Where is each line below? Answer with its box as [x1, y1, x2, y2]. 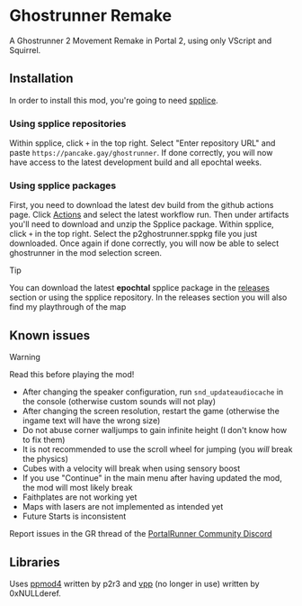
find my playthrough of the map [9, 302, 127, 312]
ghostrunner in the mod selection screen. [9, 248, 163, 258]
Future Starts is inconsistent [22, 511, 127, 522]
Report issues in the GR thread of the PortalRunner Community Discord [9, 529, 272, 539]
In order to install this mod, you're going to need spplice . [9, 95, 218, 105]
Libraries [9, 555, 60, 570]
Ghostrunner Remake [9, 5, 173, 26]
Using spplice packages [9, 179, 117, 192]
